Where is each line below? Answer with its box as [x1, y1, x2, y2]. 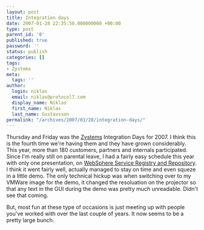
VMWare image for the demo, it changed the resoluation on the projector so [6, 179, 196, 186]
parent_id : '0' [6, 32, 45, 38]
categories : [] [6, 54, 45, 60]
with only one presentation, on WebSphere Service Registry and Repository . [6, 159, 197, 167]
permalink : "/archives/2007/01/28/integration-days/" [6, 117, 146, 123]
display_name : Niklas [12, 99, 67, 106]
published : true [6, 37, 47, 43]
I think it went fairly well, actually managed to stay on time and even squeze [6, 166, 196, 173]
